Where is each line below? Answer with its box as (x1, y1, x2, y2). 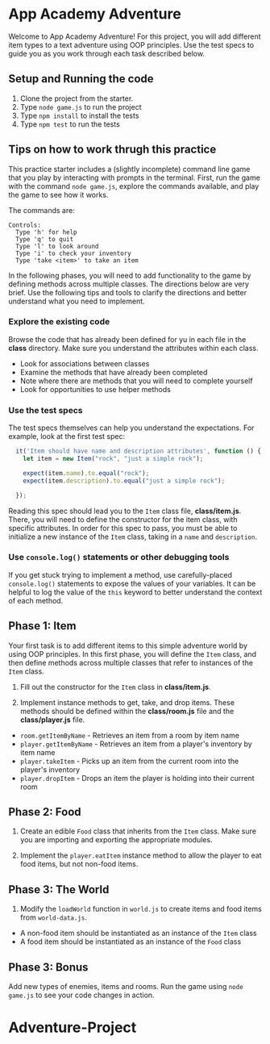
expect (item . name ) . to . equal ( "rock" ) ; (23, 469, 150, 477)
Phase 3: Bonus (8, 960, 89, 974)
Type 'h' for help (15, 228, 78, 236)
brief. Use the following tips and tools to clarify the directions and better (8, 287, 247, 297)
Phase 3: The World (8, 883, 110, 896)
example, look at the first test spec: (8, 432, 126, 441)
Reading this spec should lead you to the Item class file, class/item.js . (8, 506, 242, 516)
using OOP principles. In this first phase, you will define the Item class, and (8, 649, 256, 658)
